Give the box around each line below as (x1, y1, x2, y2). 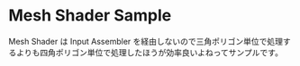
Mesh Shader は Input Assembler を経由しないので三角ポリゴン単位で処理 (8, 36, 284, 46)
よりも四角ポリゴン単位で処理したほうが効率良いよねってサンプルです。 (15, 46, 283, 58)
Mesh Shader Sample (8, 5, 172, 26)
